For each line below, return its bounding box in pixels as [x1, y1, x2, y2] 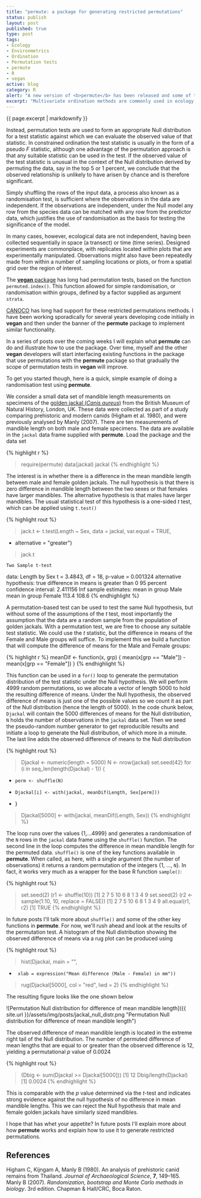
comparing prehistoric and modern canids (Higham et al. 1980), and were [6, 412, 187, 419]
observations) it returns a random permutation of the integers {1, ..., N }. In [6, 861, 187, 868]
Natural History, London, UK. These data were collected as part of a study [6, 405, 188, 413]
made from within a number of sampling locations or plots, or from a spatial [6, 258, 192, 265]
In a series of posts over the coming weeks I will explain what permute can [6, 337, 191, 345]
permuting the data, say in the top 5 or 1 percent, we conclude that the [6, 165, 179, 172]
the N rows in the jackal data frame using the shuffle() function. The [6, 836, 178, 843]
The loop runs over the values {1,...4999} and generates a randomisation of [6, 829, 192, 836]
